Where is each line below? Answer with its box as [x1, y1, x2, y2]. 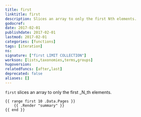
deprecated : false [5, 71, 43, 76]
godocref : [5, 21, 25, 26]
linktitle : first [5, 12, 41, 17]
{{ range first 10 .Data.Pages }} [5, 99, 76, 104]
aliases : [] [5, 76, 29, 81]
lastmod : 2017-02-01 [5, 35, 47, 40]
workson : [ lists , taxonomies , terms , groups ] [5, 58, 93, 62]
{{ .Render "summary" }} [14, 103, 65, 108]
